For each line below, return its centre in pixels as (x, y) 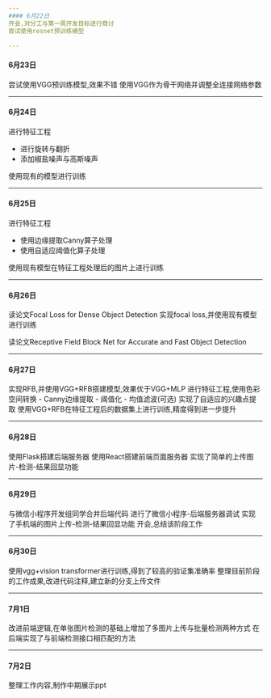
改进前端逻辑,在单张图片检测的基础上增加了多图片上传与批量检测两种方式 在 (134, 628)
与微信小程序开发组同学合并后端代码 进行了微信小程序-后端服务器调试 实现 (132, 514)
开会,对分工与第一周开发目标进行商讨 (61, 23)
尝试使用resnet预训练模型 (46, 31)
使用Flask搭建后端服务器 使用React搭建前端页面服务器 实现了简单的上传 (128, 456)
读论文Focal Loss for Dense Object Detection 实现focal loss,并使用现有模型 (133, 315)
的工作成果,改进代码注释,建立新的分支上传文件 (85, 581)
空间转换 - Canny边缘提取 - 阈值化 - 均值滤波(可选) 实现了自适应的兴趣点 (129, 399)
